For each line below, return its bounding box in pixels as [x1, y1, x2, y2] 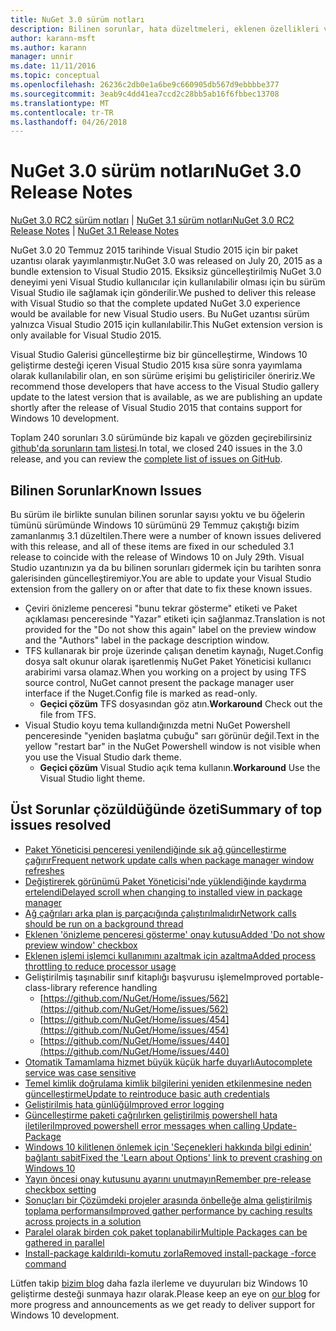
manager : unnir [10, 52, 74, 62]
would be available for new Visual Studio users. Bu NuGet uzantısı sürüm [10, 308, 310, 320]
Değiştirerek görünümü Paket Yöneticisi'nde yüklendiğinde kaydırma [24, 875, 307, 887]
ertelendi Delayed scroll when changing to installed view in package [24, 886, 303, 898]
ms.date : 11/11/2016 [10, 61, 97, 71]
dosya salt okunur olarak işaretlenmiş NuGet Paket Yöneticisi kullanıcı [24, 656, 312, 667]
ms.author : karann [10, 42, 87, 53]
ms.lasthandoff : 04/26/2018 [10, 117, 128, 127]
